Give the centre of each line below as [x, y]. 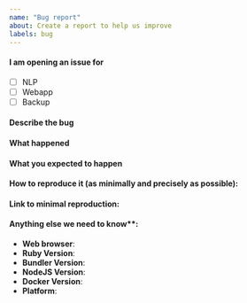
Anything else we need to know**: [74, 224]
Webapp [37, 92]
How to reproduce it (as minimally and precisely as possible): [124, 183]
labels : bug [31, 34]
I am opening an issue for [57, 62]
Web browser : [48, 244]
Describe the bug [42, 123]
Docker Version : [52, 281]
